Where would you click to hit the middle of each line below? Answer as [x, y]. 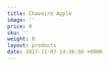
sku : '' [18, 33]
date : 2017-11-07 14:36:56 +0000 [55, 52]
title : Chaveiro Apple [39, 13]
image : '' [21, 20]
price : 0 [20, 26]
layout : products [32, 45]
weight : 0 [21, 39]
